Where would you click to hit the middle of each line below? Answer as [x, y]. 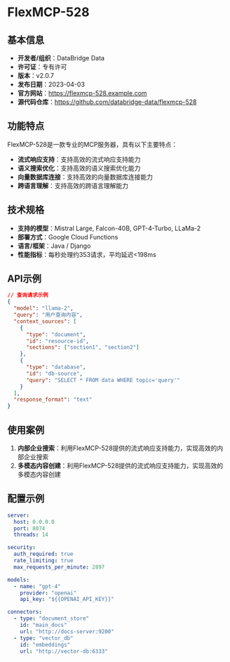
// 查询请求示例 [28, 296]
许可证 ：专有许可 [42, 67]
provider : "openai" [48, 593]
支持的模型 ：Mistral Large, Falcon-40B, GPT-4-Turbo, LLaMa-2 [109, 228]
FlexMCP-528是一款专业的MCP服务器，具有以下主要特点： [93, 144]
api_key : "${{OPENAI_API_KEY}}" [67, 600]
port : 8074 [29, 528]
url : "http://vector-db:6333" [64, 651]
